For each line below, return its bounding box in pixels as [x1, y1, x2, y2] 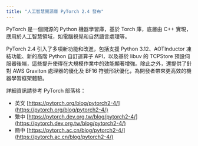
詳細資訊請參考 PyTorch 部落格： [6, 87, 86, 94]
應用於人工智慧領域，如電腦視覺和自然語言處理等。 [6, 33, 130, 40]
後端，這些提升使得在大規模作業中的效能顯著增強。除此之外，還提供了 [16, 60, 187, 67]
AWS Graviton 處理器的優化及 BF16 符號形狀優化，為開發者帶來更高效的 [12, 67, 187, 74]
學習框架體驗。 [11, 74, 48, 82]
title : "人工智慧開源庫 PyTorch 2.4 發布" [6, 8, 104, 15]
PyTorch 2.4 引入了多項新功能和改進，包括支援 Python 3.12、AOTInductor [6, 45, 185, 52]
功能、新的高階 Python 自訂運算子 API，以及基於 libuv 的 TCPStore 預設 [11, 52, 185, 59]
